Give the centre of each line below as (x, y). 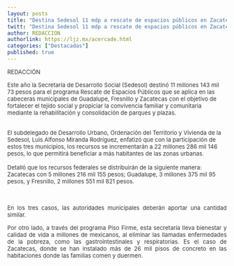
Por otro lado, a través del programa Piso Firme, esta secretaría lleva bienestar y (117, 227)
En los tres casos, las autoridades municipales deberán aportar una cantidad (117, 208)
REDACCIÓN (24, 72)
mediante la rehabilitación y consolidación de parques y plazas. (92, 113)
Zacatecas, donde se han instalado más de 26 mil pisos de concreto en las (117, 248)
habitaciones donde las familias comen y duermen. (75, 255)
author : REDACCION (34, 33)
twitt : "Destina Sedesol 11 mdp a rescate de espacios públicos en (107, 26)
